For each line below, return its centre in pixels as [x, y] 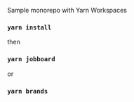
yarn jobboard [31, 59]
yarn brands [28, 91]
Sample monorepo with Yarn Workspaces [67, 10]
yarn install [29, 27]
